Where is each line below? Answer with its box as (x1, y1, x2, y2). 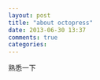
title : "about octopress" (8, 19, 93, 27)
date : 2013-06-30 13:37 (8, 26, 87, 34)
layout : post (8, 11, 51, 20)
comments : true (8, 33, 58, 42)
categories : (8, 41, 47, 49)
